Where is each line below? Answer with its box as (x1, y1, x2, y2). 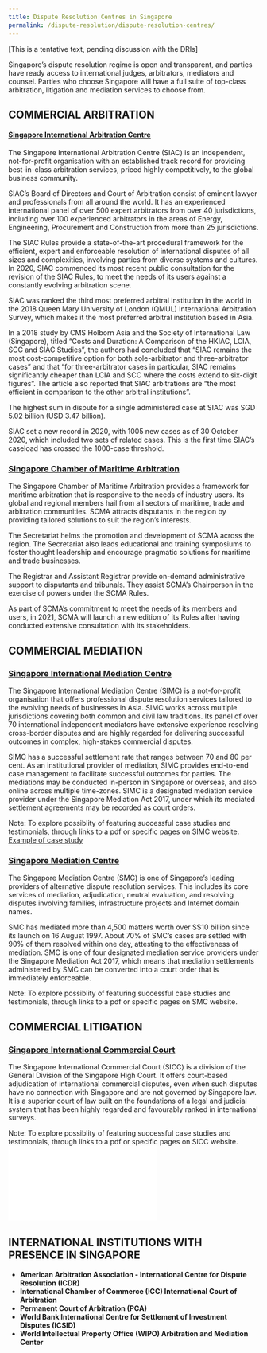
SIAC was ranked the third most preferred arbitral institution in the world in (8, 295, 252, 306)
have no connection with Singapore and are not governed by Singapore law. (8, 1088, 257, 1097)
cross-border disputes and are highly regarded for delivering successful (8, 729, 245, 738)
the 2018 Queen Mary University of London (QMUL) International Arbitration (8, 304, 257, 314)
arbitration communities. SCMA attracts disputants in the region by (8, 506, 226, 517)
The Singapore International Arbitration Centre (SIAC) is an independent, (8, 148, 246, 158)
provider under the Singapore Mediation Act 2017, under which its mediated (8, 795, 256, 804)
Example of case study (8, 835, 83, 845)
